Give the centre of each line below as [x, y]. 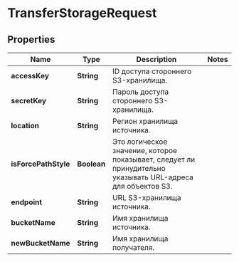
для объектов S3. [143, 186]
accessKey [30, 76]
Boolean [91, 164]
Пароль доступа [141, 92]
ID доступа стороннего [152, 71]
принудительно [139, 168]
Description [156, 59]
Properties [31, 40]
